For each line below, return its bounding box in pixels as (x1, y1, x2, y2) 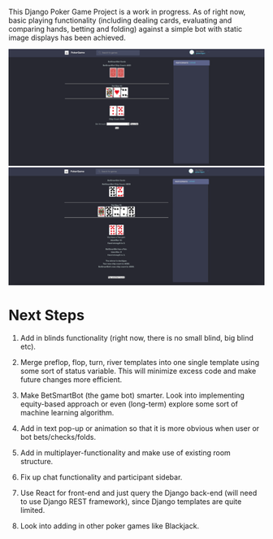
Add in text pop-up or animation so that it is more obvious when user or (19, 424, 260, 433)
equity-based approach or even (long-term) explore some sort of (19, 399, 238, 409)
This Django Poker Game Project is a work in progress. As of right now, (8, 7, 246, 16)
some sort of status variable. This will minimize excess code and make (19, 366, 257, 376)
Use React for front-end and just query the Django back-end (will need (19, 488, 258, 498)
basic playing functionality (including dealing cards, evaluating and (8, 15, 232, 25)
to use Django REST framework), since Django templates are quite (19, 497, 242, 506)
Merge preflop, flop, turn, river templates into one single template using (19, 358, 260, 367)
